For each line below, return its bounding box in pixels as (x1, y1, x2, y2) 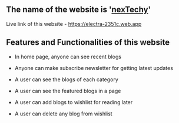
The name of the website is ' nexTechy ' (6, 5, 151, 15)
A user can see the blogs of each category (14, 76, 119, 83)
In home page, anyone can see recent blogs (14, 53, 122, 60)
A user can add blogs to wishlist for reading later (14, 98, 133, 105)
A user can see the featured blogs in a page (14, 87, 121, 94)
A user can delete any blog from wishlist (14, 110, 113, 117)
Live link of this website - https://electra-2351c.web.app (6, 20, 142, 27)
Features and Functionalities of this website (6, 38, 170, 48)
